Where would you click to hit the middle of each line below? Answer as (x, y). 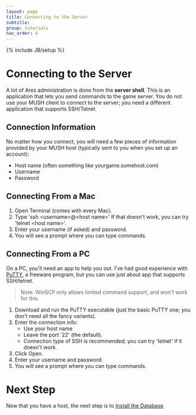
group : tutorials (27, 28)
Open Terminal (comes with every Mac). (63, 210)
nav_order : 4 (22, 34)
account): (18, 154)
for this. (30, 298)
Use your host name (48, 328)
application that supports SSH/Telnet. (52, 109)
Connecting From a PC (48, 254)
